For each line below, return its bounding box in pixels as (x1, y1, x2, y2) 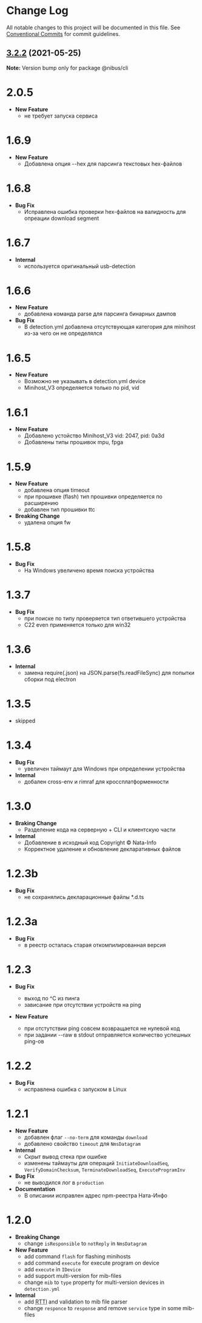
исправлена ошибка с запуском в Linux (24, 1085, 127, 1093)
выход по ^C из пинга (24, 994, 80, 1002)
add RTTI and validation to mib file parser (24, 1298, 128, 1305)
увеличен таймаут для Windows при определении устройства (24, 765, 186, 772)
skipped (15, 717, 36, 724)
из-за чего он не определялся (24, 330, 103, 337)
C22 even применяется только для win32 (24, 621, 131, 629)
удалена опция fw (24, 519, 71, 526)
